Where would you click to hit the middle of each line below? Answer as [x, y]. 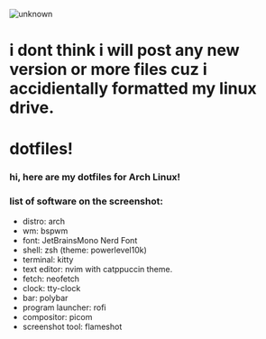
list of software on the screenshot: [87, 201]
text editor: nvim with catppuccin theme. [97, 269]
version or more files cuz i [108, 70]
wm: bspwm [45, 231]
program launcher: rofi [64, 307]
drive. [32, 108]
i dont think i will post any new [125, 50]
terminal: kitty [48, 259]
